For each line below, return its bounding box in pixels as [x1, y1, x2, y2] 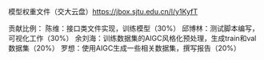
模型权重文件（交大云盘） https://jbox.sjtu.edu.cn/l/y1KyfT [8, 7, 198, 16]
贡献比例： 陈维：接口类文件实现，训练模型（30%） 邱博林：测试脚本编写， [8, 24, 260, 33]
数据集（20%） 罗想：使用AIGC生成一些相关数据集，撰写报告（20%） [8, 43, 242, 53]
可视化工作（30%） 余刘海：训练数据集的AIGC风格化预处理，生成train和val [8, 34, 257, 43]
